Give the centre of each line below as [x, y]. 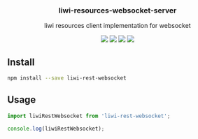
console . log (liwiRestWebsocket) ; [56, 129]
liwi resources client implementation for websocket [118, 26]
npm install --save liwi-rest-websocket [67, 78]
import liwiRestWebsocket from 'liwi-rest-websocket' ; [89, 116]
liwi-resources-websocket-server [118, 10]
